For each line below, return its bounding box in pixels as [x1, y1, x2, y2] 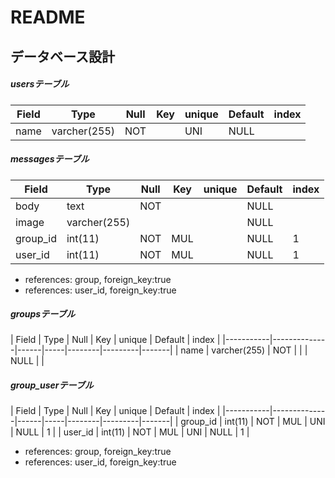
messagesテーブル [10, 153, 90, 165]
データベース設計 [10, 48, 115, 65]
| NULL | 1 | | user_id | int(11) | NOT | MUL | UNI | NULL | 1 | [10, 426, 250, 438]
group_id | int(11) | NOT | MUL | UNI [180, 416, 326, 428]
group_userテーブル [10, 379, 94, 391]
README [10, 6, 86, 29]
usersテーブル [10, 78, 70, 90]
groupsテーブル [10, 308, 76, 320]
